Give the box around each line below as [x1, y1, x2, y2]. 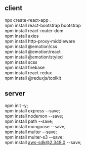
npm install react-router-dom [4, 27, 64, 34]
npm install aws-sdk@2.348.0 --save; [4, 139, 82, 145]
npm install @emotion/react [4, 49, 61, 54]
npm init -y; [4, 102, 28, 108]
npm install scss [4, 59, 38, 65]
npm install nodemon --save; [4, 113, 64, 119]
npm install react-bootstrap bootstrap [4, 22, 81, 28]
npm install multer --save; [4, 129, 57, 135]
